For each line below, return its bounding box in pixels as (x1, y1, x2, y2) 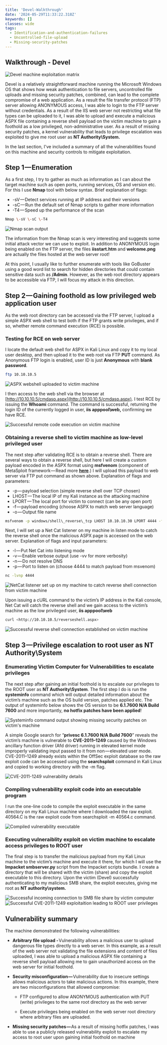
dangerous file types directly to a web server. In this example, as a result (12, 943, 162, 949)
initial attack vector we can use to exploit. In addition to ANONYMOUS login (5, 241, 160, 247)
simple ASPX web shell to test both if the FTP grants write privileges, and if (5, 318, 159, 324)
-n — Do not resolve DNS (12, 558, 63, 564)
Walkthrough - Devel (5, 58, 71, 67)
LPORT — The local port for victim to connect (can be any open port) (12, 498, 153, 504)
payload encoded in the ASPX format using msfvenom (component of (5, 462, 149, 468)
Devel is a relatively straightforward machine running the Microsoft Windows (5, 81, 162, 87)
